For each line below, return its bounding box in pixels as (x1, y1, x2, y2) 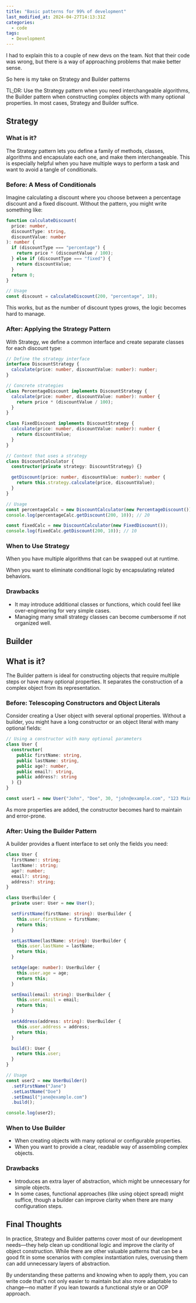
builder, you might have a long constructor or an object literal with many (6, 719, 179, 726)
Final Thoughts (6, 1219, 62, 1230)
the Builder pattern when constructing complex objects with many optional (6, 93, 185, 100)
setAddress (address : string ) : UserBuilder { (11, 1018, 121, 1025)
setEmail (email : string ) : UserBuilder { (11, 991, 111, 997)
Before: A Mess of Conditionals (6, 180, 96, 189)
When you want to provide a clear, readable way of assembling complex (14, 1143, 188, 1151)
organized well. (14, 619, 51, 627)
